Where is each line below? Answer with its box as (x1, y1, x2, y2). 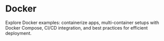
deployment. (5, 30, 32, 36)
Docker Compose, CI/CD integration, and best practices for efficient (5, 24, 148, 30)
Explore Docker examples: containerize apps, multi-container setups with (5, 19, 159, 25)
